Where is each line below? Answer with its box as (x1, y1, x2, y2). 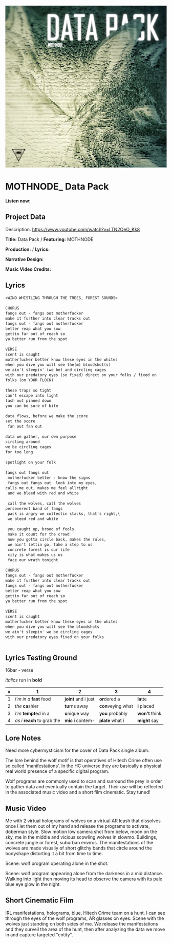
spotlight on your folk (5, 459, 56, 465)
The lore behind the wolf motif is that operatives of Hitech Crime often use (5, 757, 162, 764)
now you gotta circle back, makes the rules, (7, 537, 106, 542)
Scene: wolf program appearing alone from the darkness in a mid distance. (5, 871, 163, 876)
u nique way (64, 710, 90, 716)
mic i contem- (64, 717, 95, 724)
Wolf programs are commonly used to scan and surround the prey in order (5, 778, 162, 784)
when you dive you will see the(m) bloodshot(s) (5, 362, 111, 367)
